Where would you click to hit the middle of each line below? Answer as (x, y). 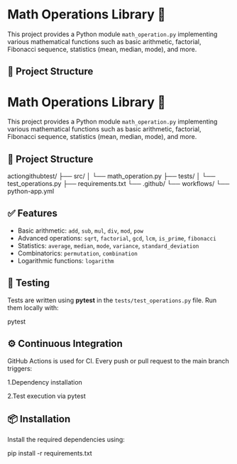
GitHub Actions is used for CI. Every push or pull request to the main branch (118, 360)
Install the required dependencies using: (66, 440)
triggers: (20, 368)
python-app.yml (31, 192)
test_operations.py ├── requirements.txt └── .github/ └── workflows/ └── (118, 184)
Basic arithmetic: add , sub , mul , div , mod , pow (81, 231)
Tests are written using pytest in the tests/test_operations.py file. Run (112, 300)
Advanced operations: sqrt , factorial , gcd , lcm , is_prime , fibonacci (117, 238)
